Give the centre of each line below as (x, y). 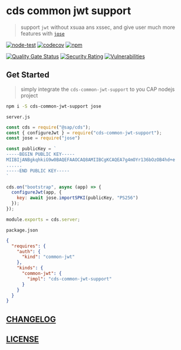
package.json (22, 230)
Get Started (28, 75)
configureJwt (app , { (37, 192)
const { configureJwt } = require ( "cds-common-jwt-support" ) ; (84, 133)
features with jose (42, 33)
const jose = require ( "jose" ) (43, 138)
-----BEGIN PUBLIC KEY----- (41, 155)
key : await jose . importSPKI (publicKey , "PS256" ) (78, 198)
